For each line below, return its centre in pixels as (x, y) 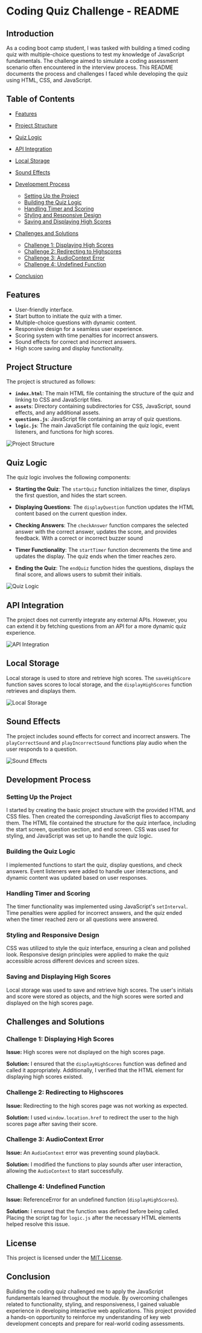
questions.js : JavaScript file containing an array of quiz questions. (98, 419)
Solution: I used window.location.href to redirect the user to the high (93, 1117)
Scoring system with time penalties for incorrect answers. (87, 335)
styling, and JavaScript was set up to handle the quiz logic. (80, 836)
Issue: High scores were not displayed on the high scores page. (86, 1052)
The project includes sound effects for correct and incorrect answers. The (99, 736)
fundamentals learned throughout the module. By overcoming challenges (97, 1298)
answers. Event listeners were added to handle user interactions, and (92, 871)
